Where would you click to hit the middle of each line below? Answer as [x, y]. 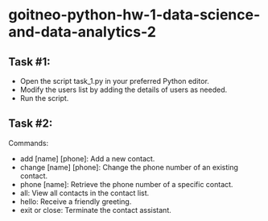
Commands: [29, 143]
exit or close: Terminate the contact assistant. [95, 210]
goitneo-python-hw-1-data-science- [134, 15]
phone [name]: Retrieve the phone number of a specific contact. [126, 184]
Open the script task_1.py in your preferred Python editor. [114, 81]
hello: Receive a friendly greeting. [76, 201]
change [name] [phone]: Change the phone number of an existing [129, 167]
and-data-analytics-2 [82, 32]
